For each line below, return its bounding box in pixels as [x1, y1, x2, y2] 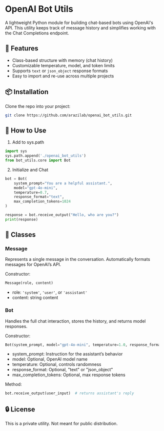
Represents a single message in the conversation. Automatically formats [5, 256, 150, 262]
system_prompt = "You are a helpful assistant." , [14, 180, 112, 186]
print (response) [5, 217, 38, 222]
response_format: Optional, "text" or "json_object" [12, 367, 113, 373]
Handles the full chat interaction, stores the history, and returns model [5, 318, 146, 324]
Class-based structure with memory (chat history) [12, 57, 113, 63]
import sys [5, 149, 27, 154]
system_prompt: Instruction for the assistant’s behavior [12, 351, 123, 357]
